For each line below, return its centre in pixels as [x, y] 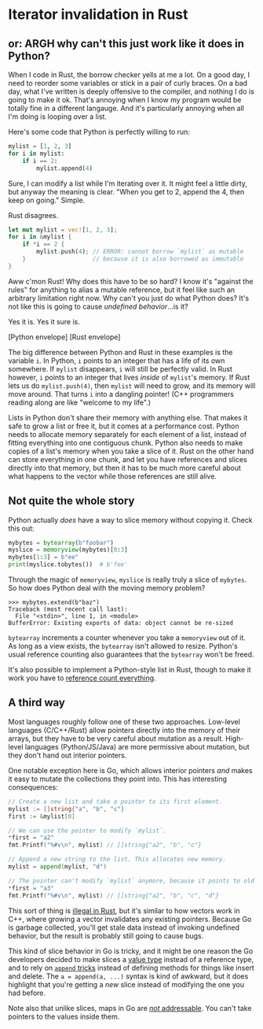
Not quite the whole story [71, 501]
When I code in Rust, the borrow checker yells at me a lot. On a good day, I [129, 75]
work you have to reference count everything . [82, 678]
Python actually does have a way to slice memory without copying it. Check [130, 520]
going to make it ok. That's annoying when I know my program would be [125, 100]
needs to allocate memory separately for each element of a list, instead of [128, 434]
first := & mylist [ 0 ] [42, 816]
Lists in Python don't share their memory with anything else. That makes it [128, 417]
